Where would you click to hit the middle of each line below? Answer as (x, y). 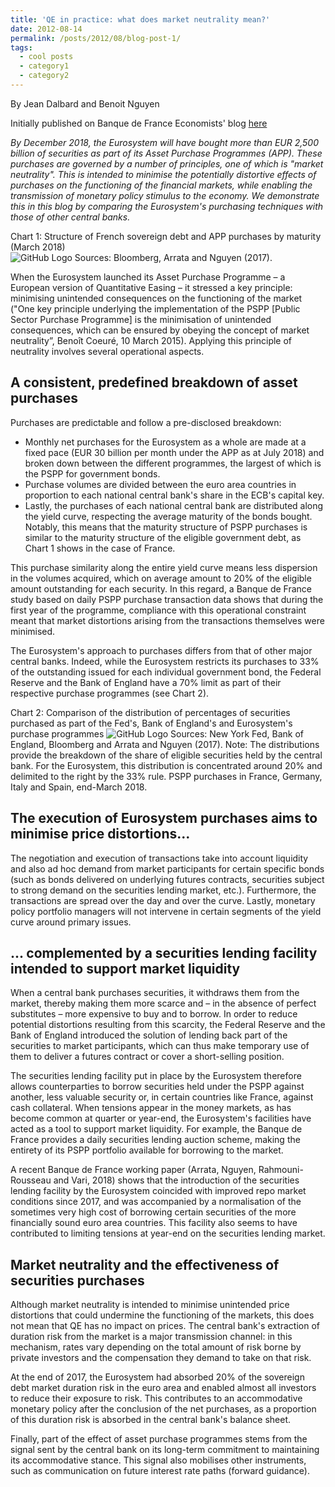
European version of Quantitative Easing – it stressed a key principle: (151, 287)
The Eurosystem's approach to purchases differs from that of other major (161, 650)
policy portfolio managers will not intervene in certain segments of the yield (166, 911)
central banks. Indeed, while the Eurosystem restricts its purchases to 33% (165, 661)
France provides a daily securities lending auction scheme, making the (155, 1140)
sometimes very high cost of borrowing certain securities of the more (153, 1212)
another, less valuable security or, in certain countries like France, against (162, 1097)
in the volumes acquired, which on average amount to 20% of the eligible (161, 578)
